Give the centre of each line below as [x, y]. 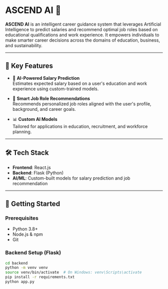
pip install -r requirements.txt [40, 277]
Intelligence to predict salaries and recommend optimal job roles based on [81, 29]
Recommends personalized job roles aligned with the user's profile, [82, 104]
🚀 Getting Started [33, 203]
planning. [22, 131]
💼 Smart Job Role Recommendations [51, 98]
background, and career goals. [44, 109]
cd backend [16, 263]
